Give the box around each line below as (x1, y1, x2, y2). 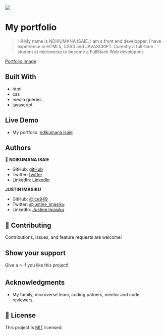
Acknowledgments (5, 278, 65, 287)
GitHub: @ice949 (12, 196, 48, 202)
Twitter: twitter (12, 172, 43, 178)
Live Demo (5, 116, 39, 125)
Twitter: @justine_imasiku (12, 201, 65, 207)
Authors (5, 143, 31, 152)
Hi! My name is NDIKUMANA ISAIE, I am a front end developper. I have (17, 38, 162, 44)
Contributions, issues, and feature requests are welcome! (5, 234, 122, 240)
